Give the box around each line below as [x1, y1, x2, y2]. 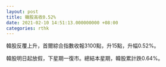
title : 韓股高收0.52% [6, 14, 57, 20]
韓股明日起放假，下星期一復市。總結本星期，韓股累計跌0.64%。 [6, 55, 164, 62]
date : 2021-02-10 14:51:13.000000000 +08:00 [6, 20, 118, 25]
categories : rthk [6, 25, 49, 31]
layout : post [6, 8, 39, 15]
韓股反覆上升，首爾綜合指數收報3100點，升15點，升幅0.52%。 [6, 42, 159, 49]
